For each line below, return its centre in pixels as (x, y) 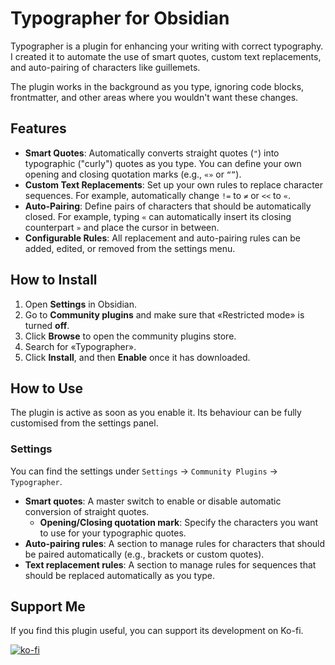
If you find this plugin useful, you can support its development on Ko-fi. (157, 631)
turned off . (47, 325)
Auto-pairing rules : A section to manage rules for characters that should (175, 543)
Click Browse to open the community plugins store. (130, 336)
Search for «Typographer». (80, 346)
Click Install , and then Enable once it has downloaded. (137, 357)
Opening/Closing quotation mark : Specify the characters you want (179, 522)
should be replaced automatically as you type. (120, 575)
